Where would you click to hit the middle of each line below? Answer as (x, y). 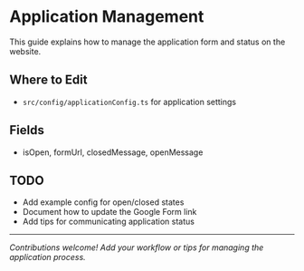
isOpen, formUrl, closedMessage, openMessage (113, 152)
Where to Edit (48, 80)
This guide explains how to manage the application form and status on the (147, 42)
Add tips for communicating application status (108, 222)
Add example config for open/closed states (103, 202)
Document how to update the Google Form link (109, 212)
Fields (27, 130)
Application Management (107, 17)
